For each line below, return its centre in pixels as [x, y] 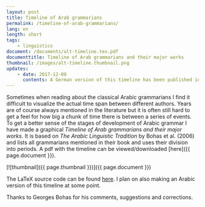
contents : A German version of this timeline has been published [107, 80]
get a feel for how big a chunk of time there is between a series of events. [99, 117]
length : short [24, 35]
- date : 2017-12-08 [42, 74]
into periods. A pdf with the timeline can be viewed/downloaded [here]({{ [98, 149]
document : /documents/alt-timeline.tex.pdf [63, 52]
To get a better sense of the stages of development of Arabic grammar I [97, 123]
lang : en [17, 29]
